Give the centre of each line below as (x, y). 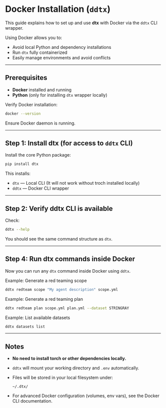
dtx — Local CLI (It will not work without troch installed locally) (76, 183)
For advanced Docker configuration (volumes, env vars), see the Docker (86, 396)
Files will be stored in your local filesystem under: (62, 378)
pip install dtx (22, 164)
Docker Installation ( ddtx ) (58, 9)
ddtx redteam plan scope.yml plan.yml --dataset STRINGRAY (67, 308)
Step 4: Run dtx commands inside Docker (70, 259)
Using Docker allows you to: (34, 38)
